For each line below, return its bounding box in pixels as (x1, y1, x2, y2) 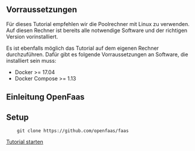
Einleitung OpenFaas (6, 92, 85, 102)
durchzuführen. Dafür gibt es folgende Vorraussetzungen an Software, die (6, 50, 188, 58)
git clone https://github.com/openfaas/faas (17, 128, 129, 134)
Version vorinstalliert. (6, 33, 58, 40)
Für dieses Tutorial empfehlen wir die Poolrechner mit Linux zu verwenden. (6, 20, 190, 27)
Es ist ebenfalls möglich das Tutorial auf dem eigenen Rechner (6, 44, 159, 52)
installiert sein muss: (6, 57, 56, 64)
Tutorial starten (6, 139, 43, 146)
